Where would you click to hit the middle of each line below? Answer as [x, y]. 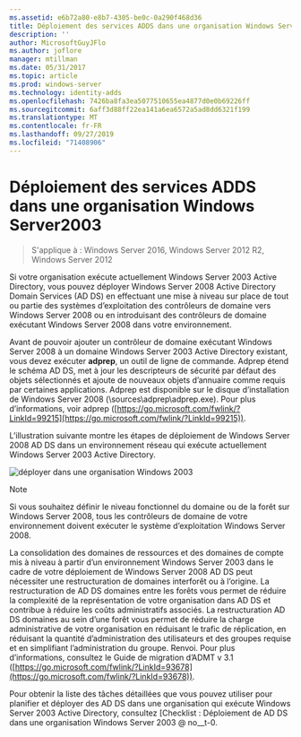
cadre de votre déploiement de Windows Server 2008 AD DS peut [131, 571]
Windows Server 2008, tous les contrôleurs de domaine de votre [129, 516]
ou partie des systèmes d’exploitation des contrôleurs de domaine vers [140, 305]
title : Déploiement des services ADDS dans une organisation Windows [142, 26]
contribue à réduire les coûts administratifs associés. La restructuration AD [147, 610]
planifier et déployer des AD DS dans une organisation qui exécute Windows [150, 703]
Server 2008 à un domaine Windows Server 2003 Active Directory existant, [149, 351]
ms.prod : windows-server [56, 84]
